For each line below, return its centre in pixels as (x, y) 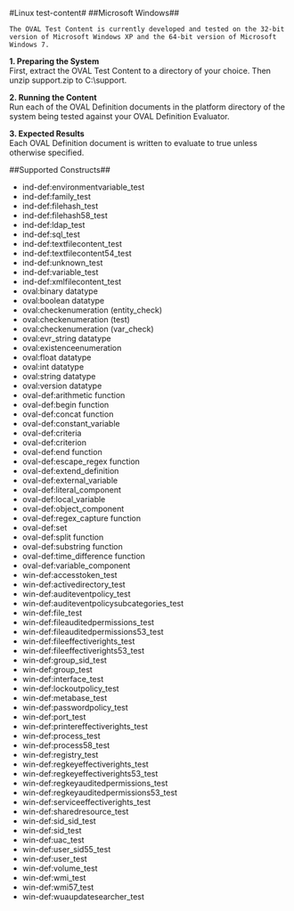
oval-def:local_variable (64, 499)
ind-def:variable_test (60, 272)
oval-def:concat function (68, 414)
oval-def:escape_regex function (81, 461)
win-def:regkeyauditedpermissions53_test (100, 793)
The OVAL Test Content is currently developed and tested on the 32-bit (147, 29)
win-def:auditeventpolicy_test (76, 594)
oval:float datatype (57, 357)
